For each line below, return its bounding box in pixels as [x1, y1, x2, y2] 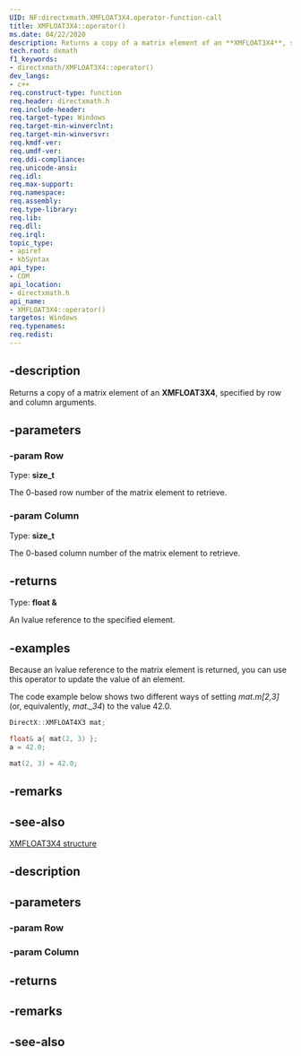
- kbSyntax [9, 255, 50, 265]
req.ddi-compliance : [9, 154, 87, 164]
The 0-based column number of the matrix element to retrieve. [9, 547, 241, 558]
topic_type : [9, 239, 54, 248]
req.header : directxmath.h [9, 96, 110, 106]
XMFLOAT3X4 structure [9, 838, 97, 849]
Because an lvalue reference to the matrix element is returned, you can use [9, 665, 287, 676]
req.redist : [9, 330, 54, 339]
